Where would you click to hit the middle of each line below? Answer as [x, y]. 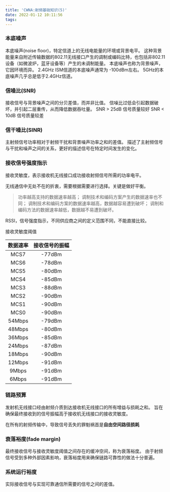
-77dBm [51, 254]
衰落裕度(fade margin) [33, 439]
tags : [11, 19]
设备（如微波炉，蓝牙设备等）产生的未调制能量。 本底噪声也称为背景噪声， [84, 63]
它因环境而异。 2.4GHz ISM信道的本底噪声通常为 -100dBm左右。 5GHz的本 [85, 70]
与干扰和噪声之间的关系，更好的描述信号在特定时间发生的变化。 [72, 148]
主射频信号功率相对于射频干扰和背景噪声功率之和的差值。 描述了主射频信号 [84, 142]
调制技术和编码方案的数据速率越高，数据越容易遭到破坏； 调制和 [96, 203]
